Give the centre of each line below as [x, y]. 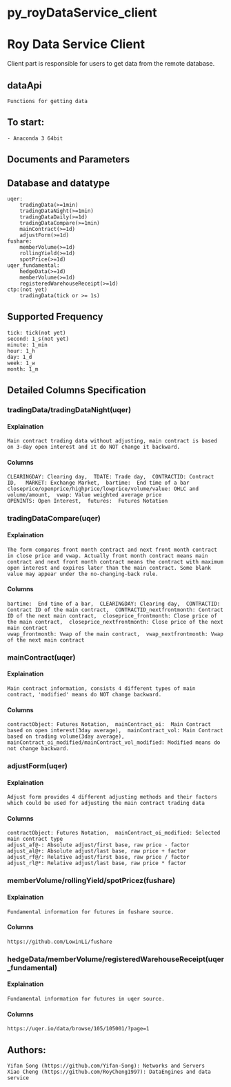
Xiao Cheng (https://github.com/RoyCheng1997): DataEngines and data [109, 1072]
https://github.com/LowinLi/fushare [60, 942]
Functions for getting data [48, 101]
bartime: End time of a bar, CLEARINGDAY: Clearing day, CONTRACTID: [114, 604]
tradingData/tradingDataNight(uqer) [69, 410]
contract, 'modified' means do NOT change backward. [84, 694]
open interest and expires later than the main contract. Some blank [109, 568]
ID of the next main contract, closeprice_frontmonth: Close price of [112, 616]
